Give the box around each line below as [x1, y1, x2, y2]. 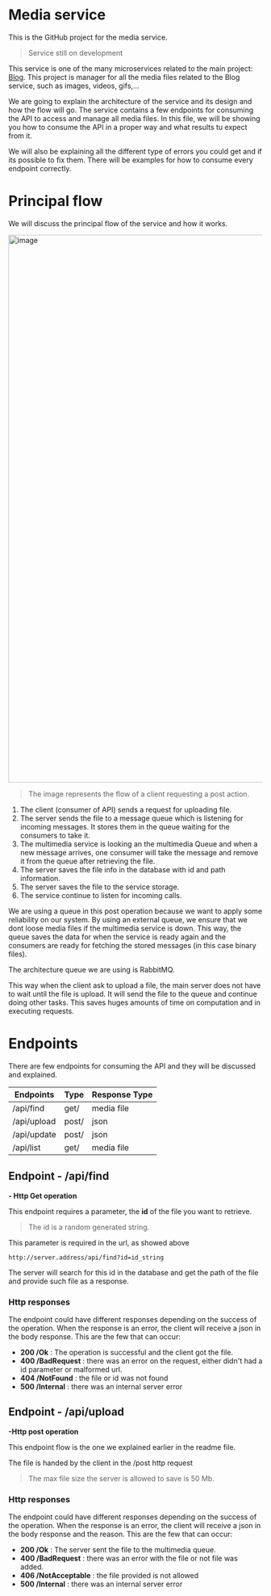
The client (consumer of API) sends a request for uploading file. [19, 804, 232, 814]
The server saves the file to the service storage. [19, 882, 180, 892]
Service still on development [27, 48, 123, 57]
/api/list [12, 1141, 41, 1153]
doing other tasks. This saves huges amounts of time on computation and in [8, 997, 261, 1007]
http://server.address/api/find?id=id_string [8, 1254, 164, 1262]
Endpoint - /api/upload [8, 1405, 125, 1419]
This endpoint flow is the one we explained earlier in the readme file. [8, 1442, 236, 1451]
